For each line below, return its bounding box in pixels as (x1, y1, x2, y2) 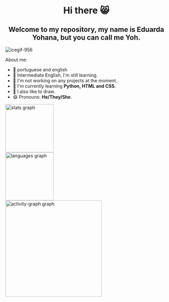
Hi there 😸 (63, 5, 109, 16)
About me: (5, 56, 27, 63)
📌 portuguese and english (12, 67, 68, 72)
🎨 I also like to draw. (12, 88, 55, 95)
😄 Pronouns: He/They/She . (12, 94, 72, 100)
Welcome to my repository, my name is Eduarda (8, 25, 164, 34)
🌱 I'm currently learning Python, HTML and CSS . (12, 83, 116, 89)
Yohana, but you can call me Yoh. (32, 33, 141, 42)
